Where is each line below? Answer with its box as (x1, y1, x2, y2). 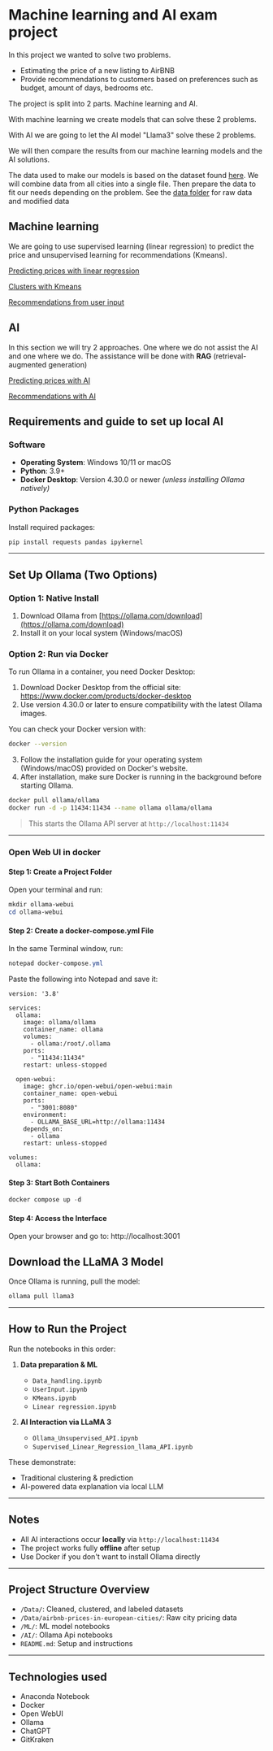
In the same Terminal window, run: (8, 944, 123, 954)
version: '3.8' (8, 989, 60, 997)
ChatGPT (19, 1726, 51, 1736)
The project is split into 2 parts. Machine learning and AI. (8, 98, 198, 108)
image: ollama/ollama (23, 1018, 96, 1026)
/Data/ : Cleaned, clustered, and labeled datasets (19, 1604, 184, 1614)
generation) (48, 359, 88, 369)
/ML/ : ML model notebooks (19, 1622, 110, 1632)
